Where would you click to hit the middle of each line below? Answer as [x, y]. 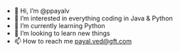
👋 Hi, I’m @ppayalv [42, 11]
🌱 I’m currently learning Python [59, 26]
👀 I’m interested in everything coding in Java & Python [93, 18]
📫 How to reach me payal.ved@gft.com [73, 41]
